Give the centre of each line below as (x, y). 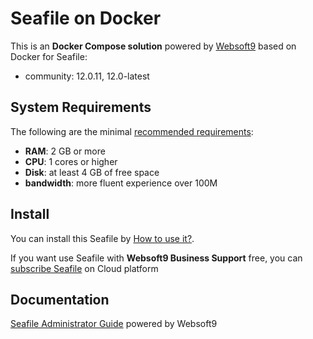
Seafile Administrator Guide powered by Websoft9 (114, 324)
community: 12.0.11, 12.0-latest (87, 76)
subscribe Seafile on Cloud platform (84, 268)
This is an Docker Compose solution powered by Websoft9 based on (153, 46)
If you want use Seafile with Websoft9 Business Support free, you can (156, 258)
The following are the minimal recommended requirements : (132, 131)
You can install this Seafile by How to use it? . (102, 238)
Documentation (60, 299)
